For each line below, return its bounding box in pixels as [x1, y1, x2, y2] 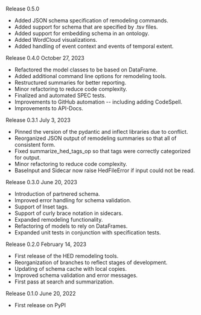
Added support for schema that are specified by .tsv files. [14, 24, 158, 30]
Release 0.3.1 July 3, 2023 [5, 116, 71, 124]
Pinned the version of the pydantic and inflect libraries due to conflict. [14, 128, 188, 135]
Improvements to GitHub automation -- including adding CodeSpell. [14, 98, 182, 105]
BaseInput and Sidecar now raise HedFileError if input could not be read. [14, 167, 196, 174]
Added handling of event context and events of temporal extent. [14, 42, 174, 50]
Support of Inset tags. [14, 203, 69, 210]
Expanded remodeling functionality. [14, 216, 103, 223]
